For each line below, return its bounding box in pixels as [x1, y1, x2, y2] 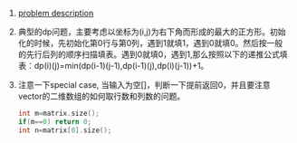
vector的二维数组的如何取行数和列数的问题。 [17, 91, 186, 101]
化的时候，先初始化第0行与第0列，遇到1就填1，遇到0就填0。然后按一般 [17, 38, 283, 48]
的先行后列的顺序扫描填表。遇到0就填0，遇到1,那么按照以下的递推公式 [17, 49, 281, 60]
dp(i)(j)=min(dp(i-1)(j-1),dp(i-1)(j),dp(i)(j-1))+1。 [34, 61, 209, 71]
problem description [17, 8, 94, 18]
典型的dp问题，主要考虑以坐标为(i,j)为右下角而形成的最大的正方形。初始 [17, 26, 286, 37]
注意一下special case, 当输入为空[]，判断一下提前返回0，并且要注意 [17, 80, 272, 90]
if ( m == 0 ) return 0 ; [17, 117, 92, 126]
